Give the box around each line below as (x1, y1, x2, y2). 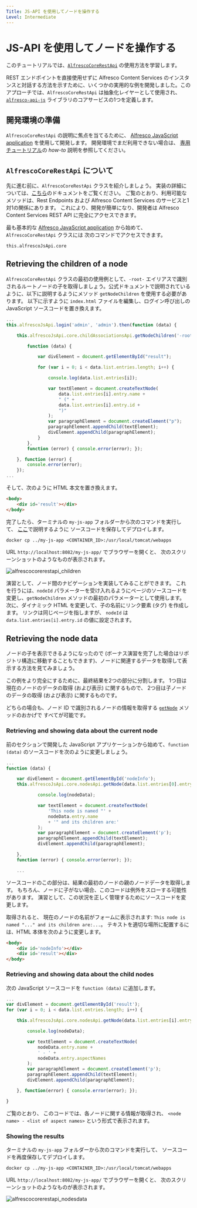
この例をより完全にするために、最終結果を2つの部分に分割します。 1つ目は (6, 677, 187, 684)
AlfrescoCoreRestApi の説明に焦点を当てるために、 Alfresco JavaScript (6, 132, 178, 139)
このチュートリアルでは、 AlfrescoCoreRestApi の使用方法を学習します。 (6, 62, 181, 69)
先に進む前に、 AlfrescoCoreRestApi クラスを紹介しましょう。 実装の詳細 (6, 182, 182, 189)
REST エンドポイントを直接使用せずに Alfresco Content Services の (6, 74, 169, 81)
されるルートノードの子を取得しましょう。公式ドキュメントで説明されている (6, 283, 191, 290)
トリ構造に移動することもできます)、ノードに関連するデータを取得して (11, 657, 183, 664)
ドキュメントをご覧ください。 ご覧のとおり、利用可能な (52, 189, 187, 197)
